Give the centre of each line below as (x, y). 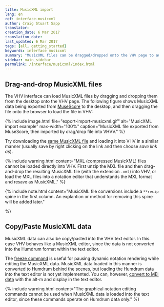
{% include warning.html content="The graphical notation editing (71, 289)
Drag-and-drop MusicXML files (54, 84)
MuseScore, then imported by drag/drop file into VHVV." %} (65, 131)
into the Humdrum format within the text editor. (52, 249)
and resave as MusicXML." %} (35, 181)
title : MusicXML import (29, 10)
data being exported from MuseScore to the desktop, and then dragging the (81, 106)
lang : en (14, 14)
